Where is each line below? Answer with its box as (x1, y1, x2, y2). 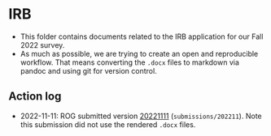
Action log (8, 90, 62, 104)
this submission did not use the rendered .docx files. (20, 119, 196, 130)
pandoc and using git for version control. (20, 66, 157, 75)
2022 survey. (20, 40, 65, 49)
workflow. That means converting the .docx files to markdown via (20, 57, 240, 67)
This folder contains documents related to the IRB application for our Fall (20, 32, 264, 41)
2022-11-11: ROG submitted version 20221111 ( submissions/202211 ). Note (20, 111, 262, 121)
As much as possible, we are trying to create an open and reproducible (20, 49, 259, 58)
